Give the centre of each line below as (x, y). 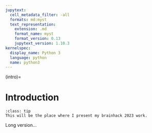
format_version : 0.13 (37, 39)
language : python (28, 58)
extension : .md (31, 29)
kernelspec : (18, 48)
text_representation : (33, 24)
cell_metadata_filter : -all (40, 15)
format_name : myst (34, 34)
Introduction (32, 97)
